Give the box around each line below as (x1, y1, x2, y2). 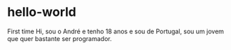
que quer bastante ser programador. (7, 34, 112, 42)
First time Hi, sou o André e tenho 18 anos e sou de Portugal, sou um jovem (7, 27, 224, 35)
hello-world (7, 4, 77, 20)
